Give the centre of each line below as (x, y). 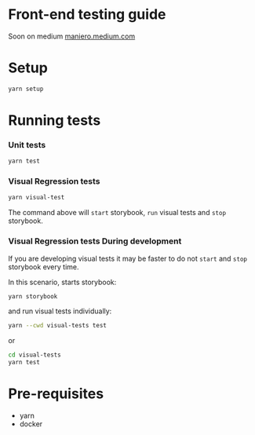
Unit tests (27, 144)
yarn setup (26, 89)
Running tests (55, 120)
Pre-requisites (56, 394)
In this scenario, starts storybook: (62, 282)
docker (31, 424)
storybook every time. (44, 267)
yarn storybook (33, 296)
